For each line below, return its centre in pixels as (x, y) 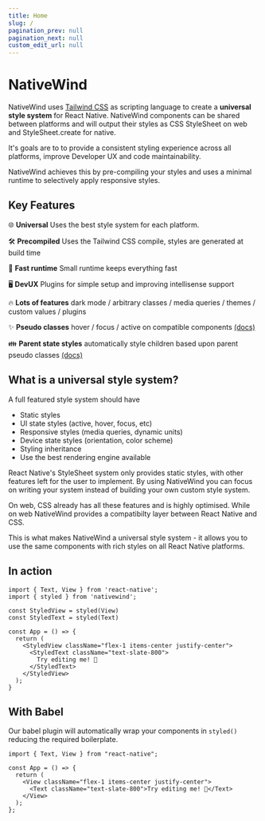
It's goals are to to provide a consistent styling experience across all (120, 148)
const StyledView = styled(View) (64, 611)
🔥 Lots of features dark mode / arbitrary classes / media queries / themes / (132, 302)
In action (30, 571)
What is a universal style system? (94, 380)
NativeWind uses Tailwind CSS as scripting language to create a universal (130, 107)
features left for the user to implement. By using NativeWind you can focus (131, 481)
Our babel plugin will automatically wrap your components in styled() (123, 731)
